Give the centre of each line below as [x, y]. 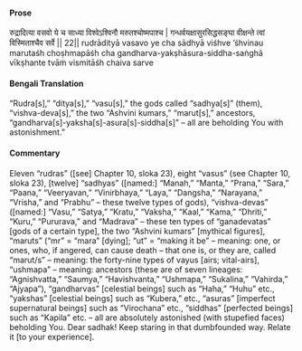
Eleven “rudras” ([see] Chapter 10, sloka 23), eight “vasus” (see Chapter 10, [150, 173]
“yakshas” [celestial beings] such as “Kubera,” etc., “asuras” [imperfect [142, 298]
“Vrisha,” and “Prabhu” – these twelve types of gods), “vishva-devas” [139, 202]
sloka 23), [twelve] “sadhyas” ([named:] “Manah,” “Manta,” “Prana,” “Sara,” [149, 183]
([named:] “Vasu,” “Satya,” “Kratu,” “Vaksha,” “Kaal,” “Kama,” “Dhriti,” [138, 212]
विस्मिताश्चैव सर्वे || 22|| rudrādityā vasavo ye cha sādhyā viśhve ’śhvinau [137, 43]
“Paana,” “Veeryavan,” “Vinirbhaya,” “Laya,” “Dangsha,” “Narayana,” [136, 192]
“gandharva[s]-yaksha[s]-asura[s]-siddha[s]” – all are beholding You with [146, 123]
